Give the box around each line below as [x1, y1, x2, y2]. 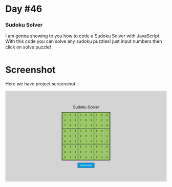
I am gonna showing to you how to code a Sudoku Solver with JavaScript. [5, 33, 161, 39]
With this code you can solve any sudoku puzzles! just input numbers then [5, 38, 162, 44]
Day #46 [5, 3, 42, 15]
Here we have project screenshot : [5, 81, 78, 87]
